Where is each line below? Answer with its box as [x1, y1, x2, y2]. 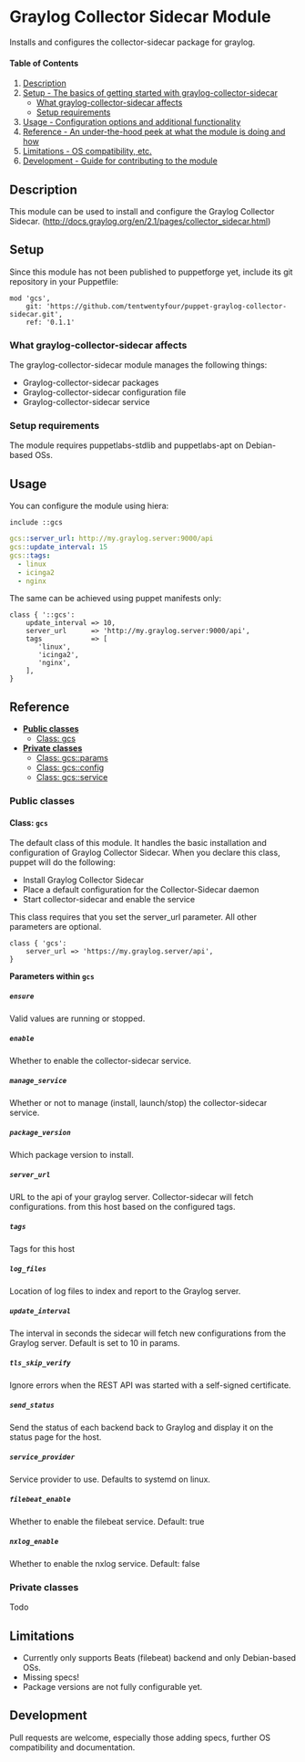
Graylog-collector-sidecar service [22, 397, 150, 408]
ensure [9, 992, 35, 1001]
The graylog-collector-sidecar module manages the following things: [9, 360, 268, 370]
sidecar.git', [9, 309, 64, 318]
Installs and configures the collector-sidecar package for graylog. [9, 36, 256, 47]
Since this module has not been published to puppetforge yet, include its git [9, 266, 293, 277]
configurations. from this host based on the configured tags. [9, 1202, 236, 1213]
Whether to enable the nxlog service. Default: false [9, 1558, 200, 1569]
